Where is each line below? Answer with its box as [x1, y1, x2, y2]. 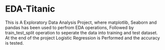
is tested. [5, 40, 24, 46]
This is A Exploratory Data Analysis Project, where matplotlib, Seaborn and [5, 19, 157, 25]
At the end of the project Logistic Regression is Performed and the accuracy [5, 35, 160, 41]
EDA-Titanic [5, 3, 55, 15]
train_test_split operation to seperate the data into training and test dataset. [5, 30, 158, 35]
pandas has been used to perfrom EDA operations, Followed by [5, 24, 134, 30]
